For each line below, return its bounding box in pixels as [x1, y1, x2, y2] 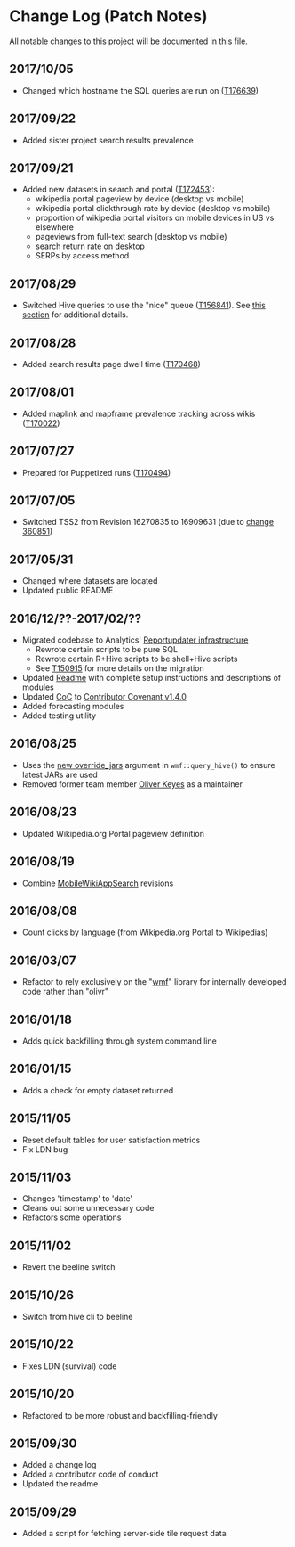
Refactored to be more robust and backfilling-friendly [21, 1410, 218, 1420]
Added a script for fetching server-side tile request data [21, 1528, 227, 1539]
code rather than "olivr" [21, 986, 109, 997]
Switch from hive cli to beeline [21, 1312, 133, 1322]
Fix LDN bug [21, 1143, 68, 1155]
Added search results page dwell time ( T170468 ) [21, 359, 202, 369]
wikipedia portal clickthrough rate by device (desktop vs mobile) [35, 203, 271, 214]
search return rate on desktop [35, 241, 145, 251]
